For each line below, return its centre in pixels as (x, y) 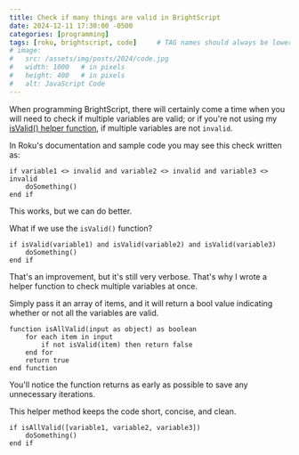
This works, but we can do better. (71, 211)
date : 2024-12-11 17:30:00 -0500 (71, 26)
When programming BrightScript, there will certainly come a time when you (147, 109)
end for (39, 353)
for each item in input (69, 337)
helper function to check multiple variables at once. (104, 286)
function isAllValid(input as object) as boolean (103, 329)
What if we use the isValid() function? (81, 228)
